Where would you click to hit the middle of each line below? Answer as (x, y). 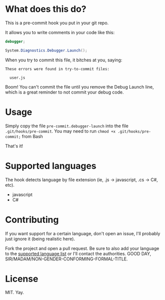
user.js (18, 78)
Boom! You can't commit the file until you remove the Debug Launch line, (80, 87)
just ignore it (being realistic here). (40, 239)
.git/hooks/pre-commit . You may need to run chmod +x (60, 131)
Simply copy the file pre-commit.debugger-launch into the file (67, 126)
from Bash (32, 136)
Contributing (32, 220)
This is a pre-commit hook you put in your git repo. (57, 23)
